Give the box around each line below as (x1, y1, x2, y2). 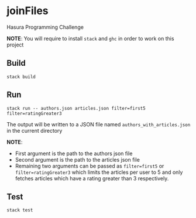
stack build (6, 73, 36, 80)
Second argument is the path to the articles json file (15, 156, 140, 163)
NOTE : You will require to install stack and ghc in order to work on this (6, 35, 174, 42)
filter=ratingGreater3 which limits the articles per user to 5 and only (15, 169, 183, 176)
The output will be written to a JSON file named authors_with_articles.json (6, 120, 191, 128)
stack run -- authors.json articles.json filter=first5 (6, 105, 146, 111)
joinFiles (6, 4, 49, 18)
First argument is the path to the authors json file (15, 150, 133, 157)
